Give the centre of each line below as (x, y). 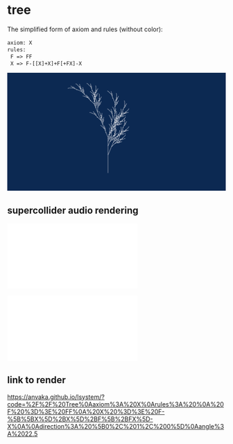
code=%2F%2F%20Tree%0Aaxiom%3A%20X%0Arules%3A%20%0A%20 (115, 404)
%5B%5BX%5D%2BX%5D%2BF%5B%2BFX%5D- (80, 419)
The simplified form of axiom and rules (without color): (85, 29)
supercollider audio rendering (73, 210)
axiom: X (20, 43)
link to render (36, 380)
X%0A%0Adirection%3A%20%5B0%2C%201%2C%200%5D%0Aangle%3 (115, 426)
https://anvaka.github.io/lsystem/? (56, 397)
